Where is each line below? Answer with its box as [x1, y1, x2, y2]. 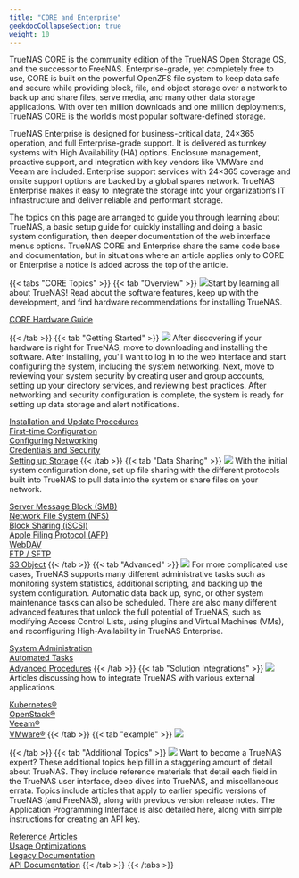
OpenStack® [9, 709, 56, 720]
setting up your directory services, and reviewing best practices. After [9, 380, 267, 391]
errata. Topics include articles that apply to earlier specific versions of [9, 785, 267, 796]
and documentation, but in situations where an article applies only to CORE [9, 250, 285, 261]
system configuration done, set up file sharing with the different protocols [9, 465, 280, 476]
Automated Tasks [9, 653, 74, 664]
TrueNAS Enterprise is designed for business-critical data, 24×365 [9, 129, 255, 139]
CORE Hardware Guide [9, 314, 94, 325]
